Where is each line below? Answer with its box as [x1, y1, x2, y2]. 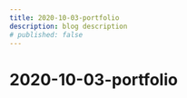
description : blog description [9, 22, 128, 31]
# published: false [9, 30, 84, 39]
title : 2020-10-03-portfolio [9, 13, 120, 23]
